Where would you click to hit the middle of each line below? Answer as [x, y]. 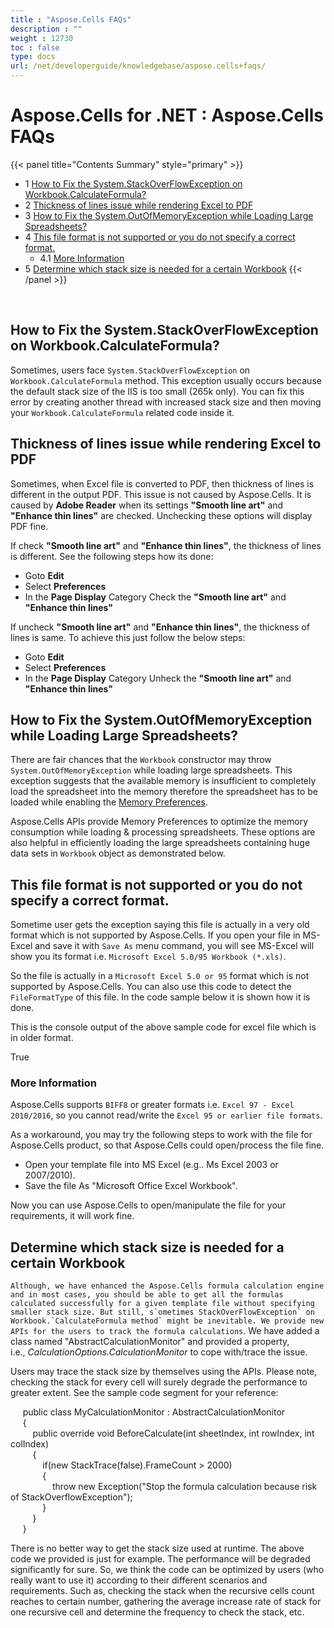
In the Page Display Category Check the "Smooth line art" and [155, 597]
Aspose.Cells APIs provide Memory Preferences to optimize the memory [159, 822]
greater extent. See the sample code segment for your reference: [144, 1393]
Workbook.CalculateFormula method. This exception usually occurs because [166, 380]
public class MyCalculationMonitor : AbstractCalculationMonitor [154, 1412]
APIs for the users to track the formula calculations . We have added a [165, 1331]
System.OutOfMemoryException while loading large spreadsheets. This [151, 770]
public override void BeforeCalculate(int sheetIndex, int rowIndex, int [173, 1433]
